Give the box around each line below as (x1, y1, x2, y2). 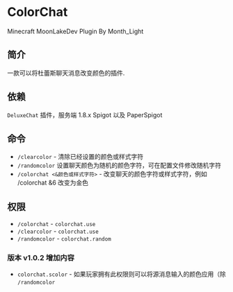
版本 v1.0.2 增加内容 (7, 253, 75, 263)
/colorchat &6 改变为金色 (17, 178, 89, 187)
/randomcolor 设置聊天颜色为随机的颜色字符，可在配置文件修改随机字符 (17, 161, 221, 170)
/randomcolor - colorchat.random (17, 234, 111, 243)
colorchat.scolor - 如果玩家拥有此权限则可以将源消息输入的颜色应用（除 (17, 270, 226, 278)
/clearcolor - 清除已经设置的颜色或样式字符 (17, 153, 144, 161)
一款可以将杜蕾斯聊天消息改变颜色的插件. (7, 69, 125, 77)
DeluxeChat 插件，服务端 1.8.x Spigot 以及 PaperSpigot (7, 110, 163, 119)
